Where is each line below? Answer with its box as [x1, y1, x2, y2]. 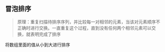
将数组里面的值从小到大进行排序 [5, 42, 70, 48]
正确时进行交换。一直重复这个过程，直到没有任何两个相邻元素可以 [17, 25, 152, 31]
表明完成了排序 [30, 31, 61, 37]
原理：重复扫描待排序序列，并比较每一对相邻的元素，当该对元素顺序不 [17, 19, 161, 25]
